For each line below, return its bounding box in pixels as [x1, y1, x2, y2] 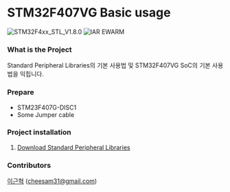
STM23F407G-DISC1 [16, 103, 77, 111]
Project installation [7, 127, 71, 137]
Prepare [7, 87, 34, 97]
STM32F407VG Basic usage [7, 5, 171, 21]
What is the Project [7, 45, 72, 54]
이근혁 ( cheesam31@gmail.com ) [7, 177, 97, 185]
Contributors [7, 160, 51, 170]
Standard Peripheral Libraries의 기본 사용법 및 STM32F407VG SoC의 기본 [7, 61, 211, 70]
